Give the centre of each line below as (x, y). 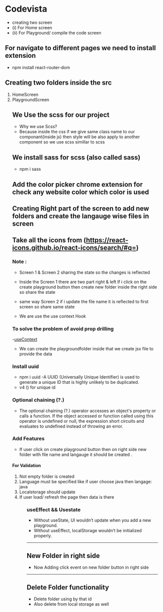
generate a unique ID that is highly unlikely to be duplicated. (79, 382)
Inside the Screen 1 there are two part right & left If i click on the (83, 282)
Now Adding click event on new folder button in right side (91, 567)
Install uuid (25, 366)
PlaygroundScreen (31, 99)
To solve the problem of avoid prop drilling (63, 328)
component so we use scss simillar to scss (62, 142)
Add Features (28, 439)
